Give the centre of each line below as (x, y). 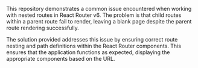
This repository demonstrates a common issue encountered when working (99, 9)
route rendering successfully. (43, 28)
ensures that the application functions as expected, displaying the (88, 52)
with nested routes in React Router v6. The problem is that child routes (94, 15)
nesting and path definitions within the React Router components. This (94, 46)
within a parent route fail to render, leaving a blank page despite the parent (99, 21)
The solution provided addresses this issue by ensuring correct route (92, 39)
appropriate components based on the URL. (61, 59)
